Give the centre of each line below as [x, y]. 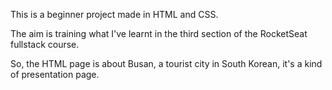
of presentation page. [55, 74]
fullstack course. [45, 44]
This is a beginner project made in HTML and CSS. [114, 14]
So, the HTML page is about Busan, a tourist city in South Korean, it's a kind [166, 63]
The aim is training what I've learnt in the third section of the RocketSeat [159, 33]
